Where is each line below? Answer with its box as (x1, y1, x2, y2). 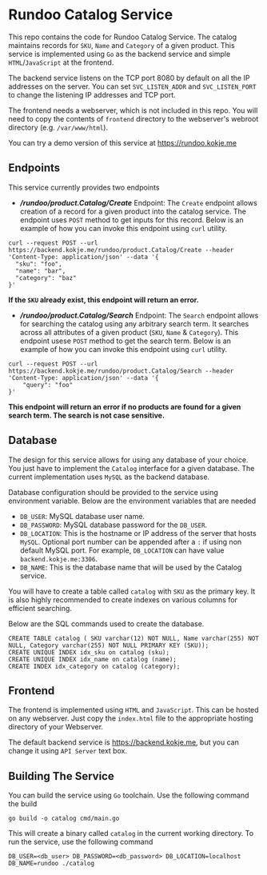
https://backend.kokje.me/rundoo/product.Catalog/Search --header (8, 366, 234, 375)
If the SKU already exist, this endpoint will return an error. (8, 294, 200, 305)
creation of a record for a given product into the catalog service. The (19, 206, 246, 216)
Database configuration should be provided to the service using (8, 487, 218, 497)
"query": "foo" (22, 381, 74, 389)
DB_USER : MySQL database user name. (19, 511, 145, 521)
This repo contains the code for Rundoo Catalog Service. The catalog (8, 32, 237, 42)
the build (8, 799, 38, 809)
